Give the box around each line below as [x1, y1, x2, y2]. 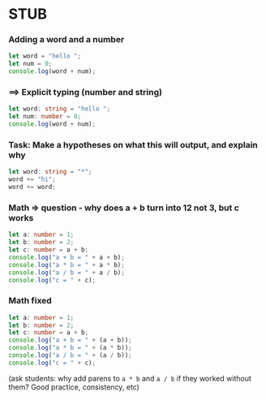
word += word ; [8, 183, 57, 191]
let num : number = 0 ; [8, 113, 82, 121]
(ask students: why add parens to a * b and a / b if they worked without [8, 373, 251, 383]
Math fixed [8, 295, 53, 307]
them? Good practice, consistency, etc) [8, 382, 140, 392]
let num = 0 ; [8, 60, 53, 68]
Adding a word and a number [8, 34, 125, 45]
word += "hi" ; [8, 175, 57, 183]
